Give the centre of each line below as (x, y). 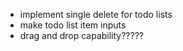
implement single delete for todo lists (96, 14)
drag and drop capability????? (81, 35)
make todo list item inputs (73, 25)
